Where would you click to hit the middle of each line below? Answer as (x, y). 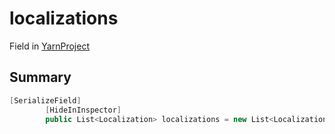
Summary (40, 77)
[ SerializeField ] (45, 100)
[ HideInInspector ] (83, 110)
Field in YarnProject (49, 46)
